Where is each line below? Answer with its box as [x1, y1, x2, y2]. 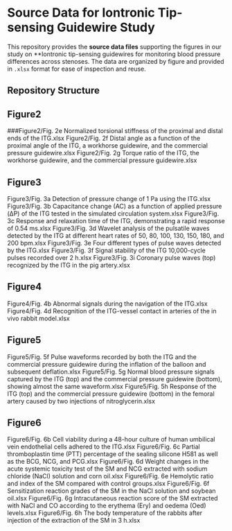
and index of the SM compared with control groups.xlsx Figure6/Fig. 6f [7, 480, 210, 488]
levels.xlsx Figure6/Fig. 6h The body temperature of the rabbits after [7, 509, 203, 517]
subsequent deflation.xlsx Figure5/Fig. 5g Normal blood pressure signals [7, 367, 215, 376]
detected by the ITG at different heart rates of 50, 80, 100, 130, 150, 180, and [7, 231, 224, 240]
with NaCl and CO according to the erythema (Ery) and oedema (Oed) [7, 501, 206, 510]
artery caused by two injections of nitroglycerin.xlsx [7, 397, 156, 405]
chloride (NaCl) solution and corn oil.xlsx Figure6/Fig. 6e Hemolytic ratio [7, 472, 214, 480]
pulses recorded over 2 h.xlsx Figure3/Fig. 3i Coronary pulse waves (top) [7, 253, 216, 261]
